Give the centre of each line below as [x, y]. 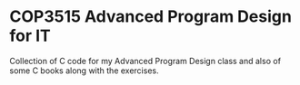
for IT [30, 36]
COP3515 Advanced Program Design [151, 17]
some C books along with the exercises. [84, 71]
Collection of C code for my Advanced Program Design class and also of [145, 61]
